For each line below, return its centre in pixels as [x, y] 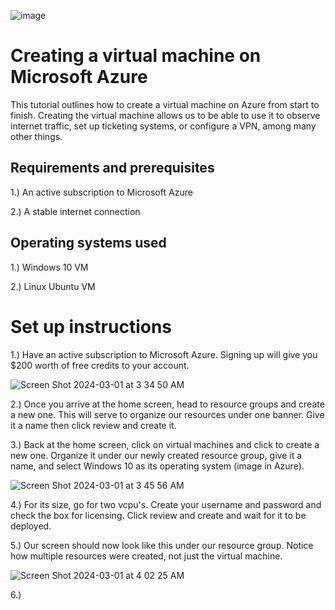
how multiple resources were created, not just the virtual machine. [146, 556]
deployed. [31, 526]
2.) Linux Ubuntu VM [53, 286]
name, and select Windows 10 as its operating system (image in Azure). [157, 466]
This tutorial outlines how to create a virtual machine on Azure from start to [165, 104]
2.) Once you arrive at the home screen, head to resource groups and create [167, 404]
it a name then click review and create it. [93, 425]
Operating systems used [88, 243]
